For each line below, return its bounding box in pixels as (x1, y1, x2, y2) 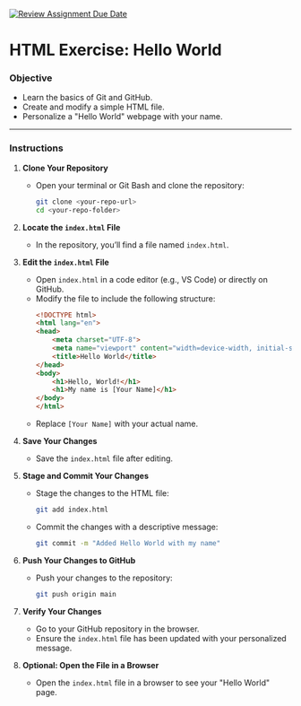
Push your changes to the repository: (35, 572, 173, 583)
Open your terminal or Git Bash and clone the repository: (35, 179, 245, 190)
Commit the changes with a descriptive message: (35, 521, 219, 532)
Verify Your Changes (21, 606, 102, 616)
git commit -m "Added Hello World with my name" (35, 538, 221, 547)
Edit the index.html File (21, 257, 109, 267)
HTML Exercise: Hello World (9, 40, 222, 60)
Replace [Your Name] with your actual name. (35, 418, 199, 430)
